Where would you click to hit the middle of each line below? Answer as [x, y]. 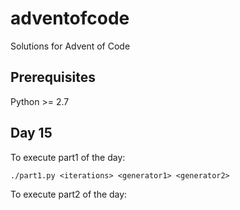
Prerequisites [53, 77]
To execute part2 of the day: [69, 194]
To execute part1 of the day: [68, 157]
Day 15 [31, 133]
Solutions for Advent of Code [70, 46]
